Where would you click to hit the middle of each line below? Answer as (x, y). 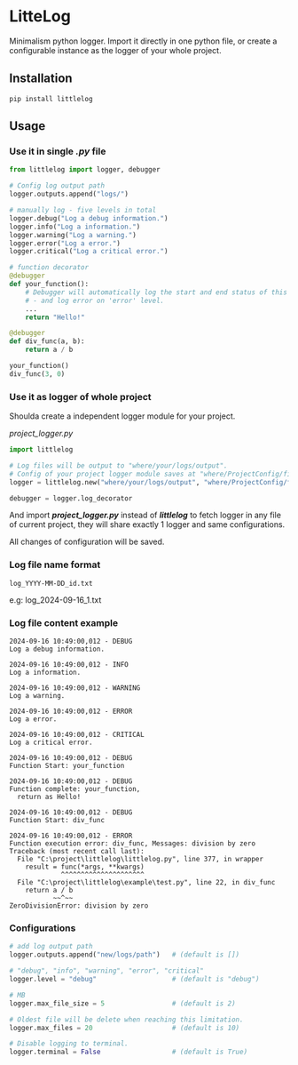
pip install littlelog (51, 99)
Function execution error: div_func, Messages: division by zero (132, 844)
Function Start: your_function (67, 766)
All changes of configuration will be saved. (87, 542)
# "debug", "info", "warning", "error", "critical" (106, 971)
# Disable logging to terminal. (69, 1044)
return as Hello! (49, 797)
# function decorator (49, 268)
